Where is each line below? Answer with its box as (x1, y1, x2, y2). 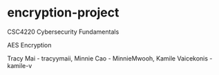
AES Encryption (7, 41, 52, 49)
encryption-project (7, 5, 120, 21)
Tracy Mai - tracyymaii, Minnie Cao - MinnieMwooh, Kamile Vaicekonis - (7, 54, 213, 63)
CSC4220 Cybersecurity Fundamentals (7, 28, 120, 36)
